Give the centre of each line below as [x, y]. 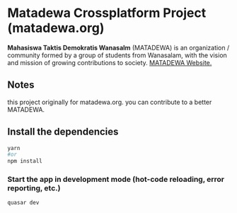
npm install [25, 161]
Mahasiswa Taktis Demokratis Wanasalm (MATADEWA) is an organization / [118, 47]
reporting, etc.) [34, 188]
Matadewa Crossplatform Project [107, 13]
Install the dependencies [63, 132]
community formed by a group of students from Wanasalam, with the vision [117, 55]
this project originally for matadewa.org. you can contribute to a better [110, 102]
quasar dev [23, 203]
